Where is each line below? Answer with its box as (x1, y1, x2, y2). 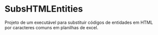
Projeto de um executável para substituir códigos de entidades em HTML (4, 19, 154, 25)
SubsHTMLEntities (4, 3, 83, 15)
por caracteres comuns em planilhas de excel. (4, 24, 99, 30)
